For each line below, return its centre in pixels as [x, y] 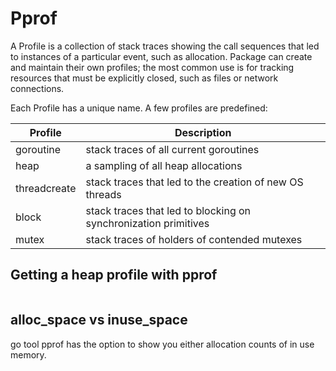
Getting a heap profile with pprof [114, 275]
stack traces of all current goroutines [172, 149]
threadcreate [46, 188]
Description [203, 132]
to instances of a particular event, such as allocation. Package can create [161, 56]
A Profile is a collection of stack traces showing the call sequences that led [165, 46]
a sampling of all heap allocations [164, 165]
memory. [28, 354]
